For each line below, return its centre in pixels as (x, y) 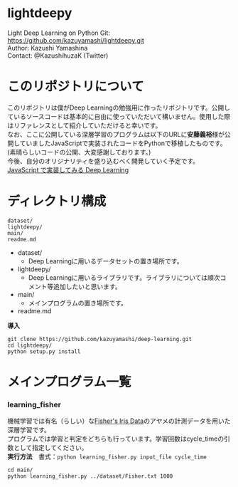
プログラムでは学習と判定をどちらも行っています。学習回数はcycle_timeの (116, 439)
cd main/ (20, 470)
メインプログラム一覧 (69, 382)
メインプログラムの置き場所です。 (78, 303)
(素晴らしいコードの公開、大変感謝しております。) (79, 152)
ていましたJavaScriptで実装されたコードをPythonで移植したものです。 (123, 143)
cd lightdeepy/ (30, 345)
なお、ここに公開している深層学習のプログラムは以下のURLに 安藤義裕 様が (116, 134)
